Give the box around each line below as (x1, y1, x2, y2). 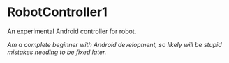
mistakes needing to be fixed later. (7, 48, 107, 56)
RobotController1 (7, 4, 108, 20)
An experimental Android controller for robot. (7, 27, 137, 35)
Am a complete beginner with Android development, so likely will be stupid (7, 40, 222, 48)
